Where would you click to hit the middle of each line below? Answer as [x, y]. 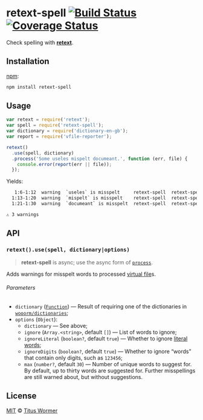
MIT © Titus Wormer [32, 410]
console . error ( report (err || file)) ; [65, 164]
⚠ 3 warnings [23, 214]
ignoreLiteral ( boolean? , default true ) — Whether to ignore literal [106, 339]
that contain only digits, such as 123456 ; [73, 358]
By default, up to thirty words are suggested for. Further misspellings [110, 371]
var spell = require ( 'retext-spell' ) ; [55, 126]
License [21, 396]
